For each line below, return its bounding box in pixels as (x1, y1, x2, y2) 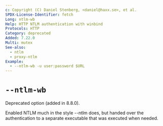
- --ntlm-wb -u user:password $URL (10, 64, 85, 69)
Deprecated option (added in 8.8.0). (5, 100, 80, 106)
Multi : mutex (5, 40, 33, 45)
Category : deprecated (5, 31, 51, 36)
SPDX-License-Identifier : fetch (5, 12, 73, 17)
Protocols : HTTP (5, 26, 39, 31)
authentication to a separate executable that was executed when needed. (5, 115, 158, 121)
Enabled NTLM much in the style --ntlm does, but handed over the (5, 110, 144, 116)
